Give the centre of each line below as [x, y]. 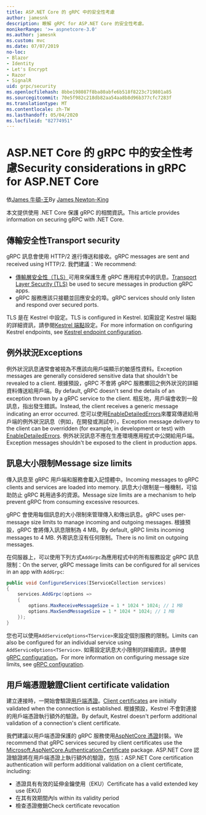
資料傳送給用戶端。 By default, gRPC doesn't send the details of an [91, 390]
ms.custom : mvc [26, 41]
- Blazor [18, 58]
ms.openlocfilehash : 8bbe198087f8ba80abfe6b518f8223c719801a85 [89, 92]
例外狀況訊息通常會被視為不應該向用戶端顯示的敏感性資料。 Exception [94, 369]
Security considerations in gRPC [102, 168]
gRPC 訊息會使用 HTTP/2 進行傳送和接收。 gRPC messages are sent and [98, 256]
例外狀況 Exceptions [45, 353]
